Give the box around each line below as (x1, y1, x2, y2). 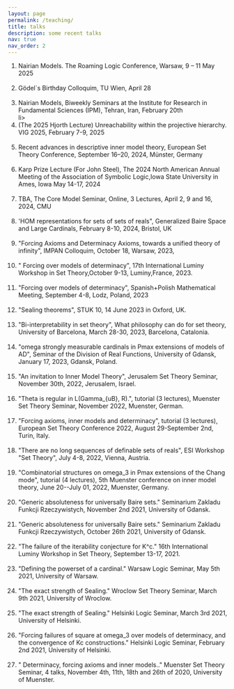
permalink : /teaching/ (8, 17, 74, 24)
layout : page (8, 10, 46, 17)
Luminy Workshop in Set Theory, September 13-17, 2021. (17, 550, 180, 557)
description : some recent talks (8, 29, 102, 37)
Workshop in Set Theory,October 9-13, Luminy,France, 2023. (17, 269, 193, 277)
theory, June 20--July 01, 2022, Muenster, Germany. (17, 483, 169, 491)
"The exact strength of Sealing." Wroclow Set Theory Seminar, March (17, 587, 217, 595)
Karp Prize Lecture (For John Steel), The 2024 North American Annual (17, 165, 220, 173)
